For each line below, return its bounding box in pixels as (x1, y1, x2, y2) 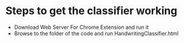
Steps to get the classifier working (5, 4, 178, 18)
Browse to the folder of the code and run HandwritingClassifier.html (14, 29, 179, 37)
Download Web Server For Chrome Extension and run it (14, 24, 149, 31)
